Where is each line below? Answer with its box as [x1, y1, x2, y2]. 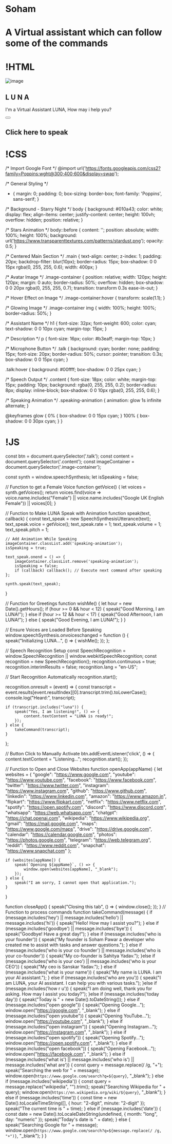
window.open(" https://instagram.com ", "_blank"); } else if [5, 1029, 127, 1035]
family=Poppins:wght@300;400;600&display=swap [5, 170, 114, 177]
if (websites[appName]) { [5, 858, 61, 863]
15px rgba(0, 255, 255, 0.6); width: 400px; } [5, 264, 98, 270]
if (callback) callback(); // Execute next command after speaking [14, 568, 162, 573]
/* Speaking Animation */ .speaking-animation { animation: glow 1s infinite [5, 397, 162, 404]
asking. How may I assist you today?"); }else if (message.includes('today [5, 991, 159, 997]
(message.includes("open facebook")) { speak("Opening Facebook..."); [5, 1045, 156, 1052]
